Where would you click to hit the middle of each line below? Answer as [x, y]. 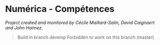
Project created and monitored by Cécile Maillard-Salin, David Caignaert [80, 22]
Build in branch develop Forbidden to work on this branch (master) [86, 37]
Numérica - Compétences [60, 9]
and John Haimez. [24, 27]
